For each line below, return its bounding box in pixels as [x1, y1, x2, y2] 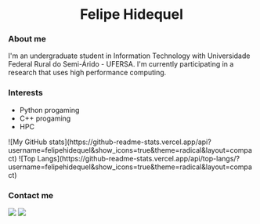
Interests [8, 88, 43, 99]
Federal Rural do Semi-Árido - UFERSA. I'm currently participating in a [8, 60, 234, 69]
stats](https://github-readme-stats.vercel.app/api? [49, 137, 211, 146]
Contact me [8, 190, 54, 201]
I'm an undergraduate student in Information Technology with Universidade [8, 51, 251, 60]
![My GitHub [8, 137, 48, 146]
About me [8, 34, 47, 45]
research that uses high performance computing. [8, 68, 167, 78]
